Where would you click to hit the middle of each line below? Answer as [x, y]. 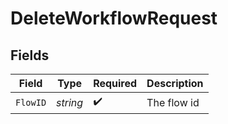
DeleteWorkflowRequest [114, 18]
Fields [30, 55]
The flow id [173, 102]
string [70, 102]
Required [115, 83]
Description [175, 83]
